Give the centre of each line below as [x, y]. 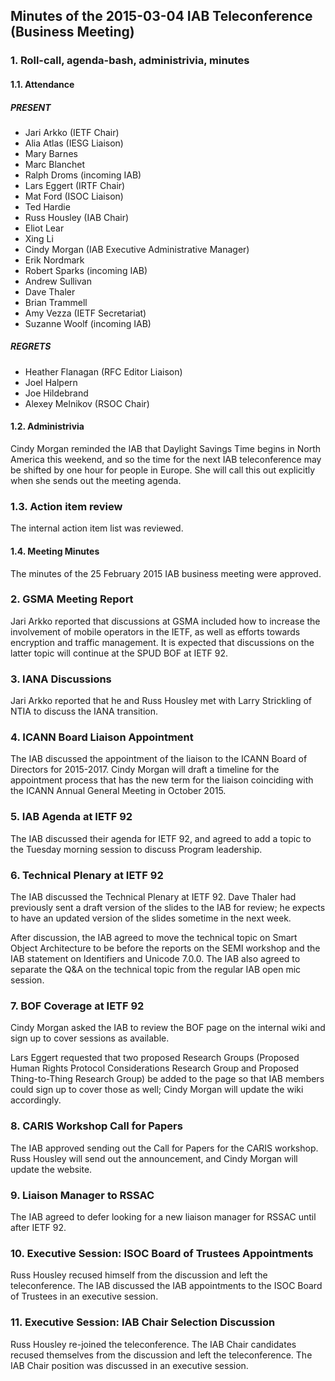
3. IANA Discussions [61, 679]
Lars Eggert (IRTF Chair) [75, 185]
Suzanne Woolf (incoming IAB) [88, 323]
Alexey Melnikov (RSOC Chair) [87, 403]
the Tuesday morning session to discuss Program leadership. [136, 849]
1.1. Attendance [42, 84]
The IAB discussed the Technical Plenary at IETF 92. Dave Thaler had [153, 897]
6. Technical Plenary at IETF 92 [87, 875]
